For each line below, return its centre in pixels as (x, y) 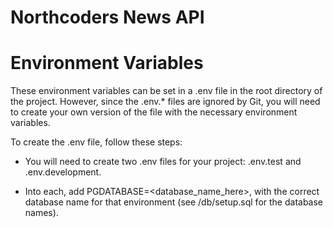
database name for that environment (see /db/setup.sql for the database (174, 202)
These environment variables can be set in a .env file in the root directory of (166, 91)
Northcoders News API (107, 17)
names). (41, 213)
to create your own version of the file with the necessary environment (154, 112)
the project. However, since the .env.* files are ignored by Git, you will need (165, 102)
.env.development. (63, 172)
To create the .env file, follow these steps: (96, 142)
